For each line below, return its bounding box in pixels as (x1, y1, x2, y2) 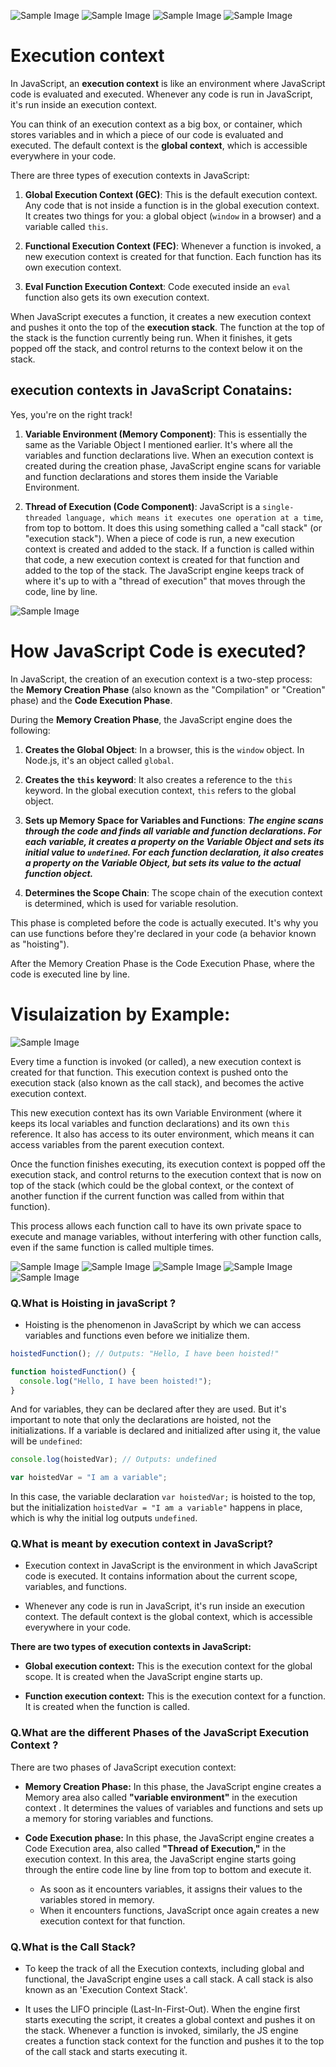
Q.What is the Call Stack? (10, 1940, 137, 1954)
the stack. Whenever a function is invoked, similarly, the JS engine (24, 2025, 299, 2037)
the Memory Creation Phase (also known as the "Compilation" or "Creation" (10, 683, 326, 695)
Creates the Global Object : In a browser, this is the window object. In (24, 743, 305, 755)
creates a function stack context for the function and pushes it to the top (24, 2035, 325, 2047)
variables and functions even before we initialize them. (24, 1329, 250, 1341)
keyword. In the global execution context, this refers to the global (24, 784, 297, 796)
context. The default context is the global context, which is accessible (24, 1611, 313, 1623)
